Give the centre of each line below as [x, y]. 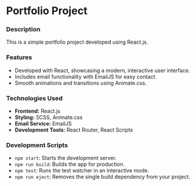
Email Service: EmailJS [43, 124]
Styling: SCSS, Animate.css [48, 118]
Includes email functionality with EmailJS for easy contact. [86, 76]
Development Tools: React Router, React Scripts [74, 130]
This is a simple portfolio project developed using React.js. [77, 42]
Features [19, 57]
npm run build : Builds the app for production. [70, 164]
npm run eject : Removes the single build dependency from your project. [102, 177]
